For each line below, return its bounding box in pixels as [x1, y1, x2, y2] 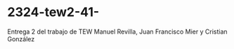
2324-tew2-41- [7, 4, 100, 20]
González [7, 34, 35, 43]
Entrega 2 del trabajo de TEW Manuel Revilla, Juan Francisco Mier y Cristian [7, 27, 228, 36]
